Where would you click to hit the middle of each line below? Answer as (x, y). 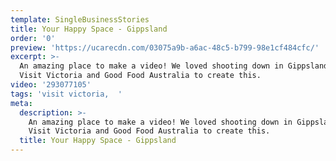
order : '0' (33, 38)
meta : (21, 103)
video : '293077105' (51, 85)
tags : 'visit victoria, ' (66, 94)
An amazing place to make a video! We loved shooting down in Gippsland (174, 66)
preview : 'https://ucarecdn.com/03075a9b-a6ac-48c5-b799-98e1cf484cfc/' (165, 47)
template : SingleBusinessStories (80, 19)
